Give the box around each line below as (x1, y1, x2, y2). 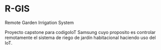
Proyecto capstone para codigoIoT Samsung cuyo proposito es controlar (5, 29, 156, 35)
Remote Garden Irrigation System (5, 19, 74, 25)
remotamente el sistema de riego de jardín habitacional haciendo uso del (5, 34, 156, 40)
